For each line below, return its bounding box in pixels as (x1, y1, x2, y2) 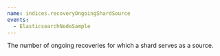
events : (7, 16, 30, 23)
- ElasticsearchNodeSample (13, 23, 91, 29)
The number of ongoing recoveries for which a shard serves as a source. (7, 42, 214, 50)
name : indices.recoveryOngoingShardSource (7, 10, 131, 17)
